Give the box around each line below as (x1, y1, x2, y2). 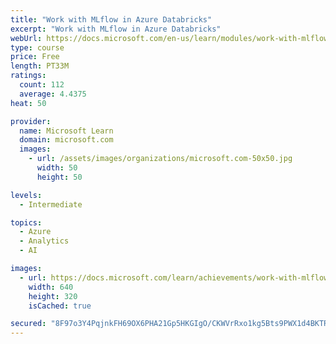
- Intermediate (19, 199, 83, 210)
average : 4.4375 (19, 89, 87, 99)
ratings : (10, 71, 47, 81)
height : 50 (36, 172, 83, 182)
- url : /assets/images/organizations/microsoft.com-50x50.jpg (28, 154, 293, 164)
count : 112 (19, 80, 65, 90)
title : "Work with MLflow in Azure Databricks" (10, 14, 213, 25)
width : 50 (36, 163, 78, 173)
